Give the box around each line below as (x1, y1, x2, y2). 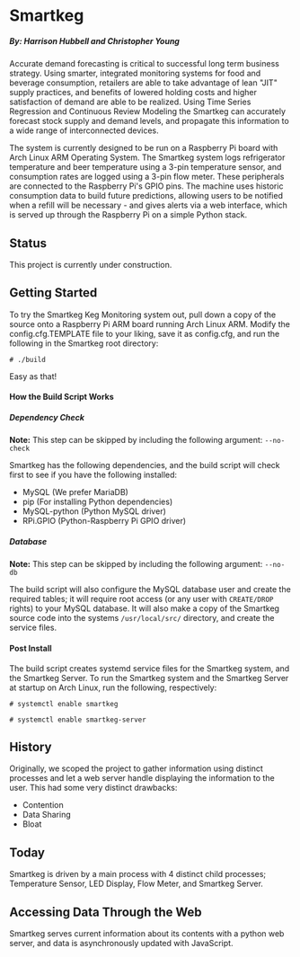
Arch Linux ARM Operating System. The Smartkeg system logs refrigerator (9, 152, 286, 163)
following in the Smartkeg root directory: (9, 338, 159, 349)
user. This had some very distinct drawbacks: (9, 783, 178, 793)
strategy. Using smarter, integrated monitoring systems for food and (9, 68, 261, 79)
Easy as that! (9, 370, 57, 382)
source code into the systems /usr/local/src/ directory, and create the (9, 613, 275, 624)
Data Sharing (22, 810, 71, 820)
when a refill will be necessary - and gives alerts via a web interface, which (9, 199, 287, 211)
